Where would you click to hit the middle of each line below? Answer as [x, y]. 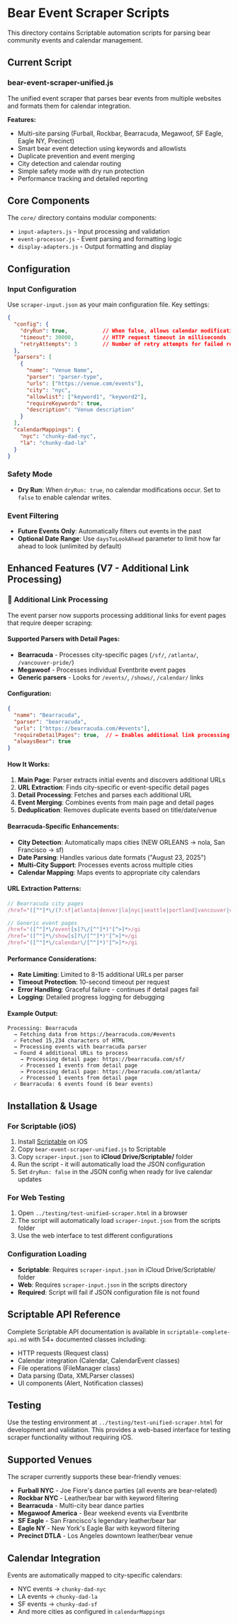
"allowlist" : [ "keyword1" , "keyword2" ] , [86, 397]
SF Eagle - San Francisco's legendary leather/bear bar [97, 1521]
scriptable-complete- [199, 1332]
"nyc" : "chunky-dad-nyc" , [58, 436]
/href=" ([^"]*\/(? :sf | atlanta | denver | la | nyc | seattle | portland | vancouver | [119, 910]
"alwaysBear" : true [42, 742]
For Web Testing [36, 1198]
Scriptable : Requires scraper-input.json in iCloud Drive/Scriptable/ [117, 1269]
